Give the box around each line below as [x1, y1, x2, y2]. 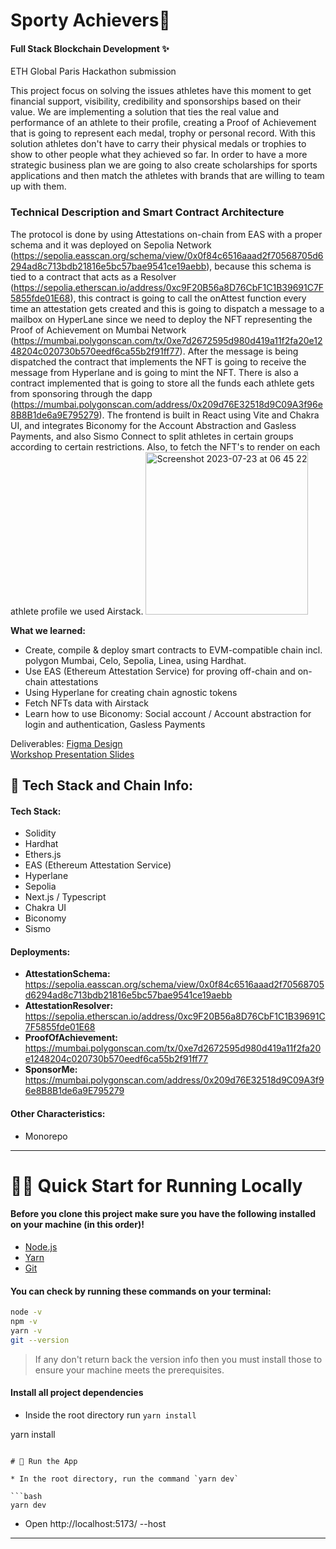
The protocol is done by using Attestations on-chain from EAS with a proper [10, 228, 323, 240]
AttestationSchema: [24, 968, 111, 980]
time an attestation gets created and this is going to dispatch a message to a [10, 302, 325, 314]
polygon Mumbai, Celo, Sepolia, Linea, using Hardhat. [24, 654, 247, 666]
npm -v [10, 1317, 38, 1327]
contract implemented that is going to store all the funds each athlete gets [10, 377, 315, 389]
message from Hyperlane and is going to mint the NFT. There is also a [10, 366, 299, 378]
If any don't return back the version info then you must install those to [34, 1353, 323, 1365]
